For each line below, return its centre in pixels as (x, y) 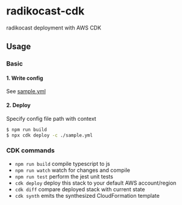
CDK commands (31, 150)
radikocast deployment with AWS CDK (54, 28)
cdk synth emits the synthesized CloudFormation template (87, 195)
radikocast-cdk (45, 11)
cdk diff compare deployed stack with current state (80, 189)
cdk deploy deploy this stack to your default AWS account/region (96, 183)
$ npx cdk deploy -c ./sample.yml (50, 135)
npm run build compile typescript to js (62, 164)
